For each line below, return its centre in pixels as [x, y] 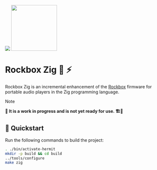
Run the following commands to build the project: [54, 140]
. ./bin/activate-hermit [30, 149]
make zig [14, 163]
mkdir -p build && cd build [34, 153]
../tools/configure [25, 158]
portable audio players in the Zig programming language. [62, 92]
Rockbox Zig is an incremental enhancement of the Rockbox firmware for [78, 86]
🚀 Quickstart [24, 128]
